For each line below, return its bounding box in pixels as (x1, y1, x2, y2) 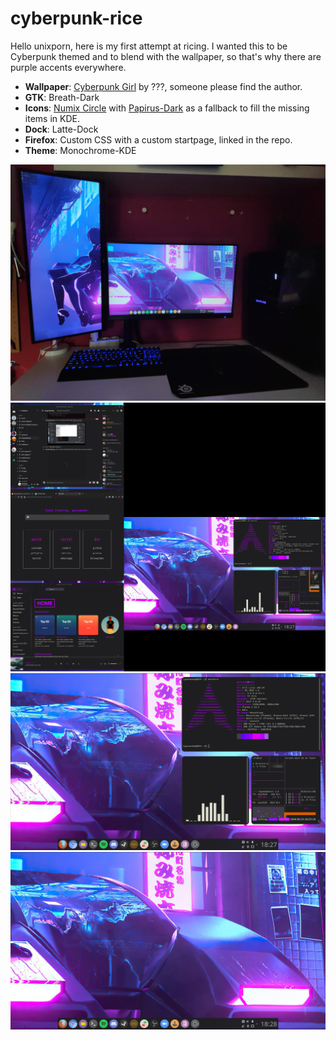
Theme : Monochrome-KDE (24, 144, 137, 156)
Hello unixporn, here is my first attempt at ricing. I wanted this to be (10, 40, 288, 52)
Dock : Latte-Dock (24, 123, 99, 135)
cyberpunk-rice (10, 7, 143, 30)
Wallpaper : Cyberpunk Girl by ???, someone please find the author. (24, 80, 303, 92)
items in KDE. (24, 112, 80, 124)
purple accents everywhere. (10, 61, 127, 73)
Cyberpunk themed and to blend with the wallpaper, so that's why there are (10, 50, 322, 62)
